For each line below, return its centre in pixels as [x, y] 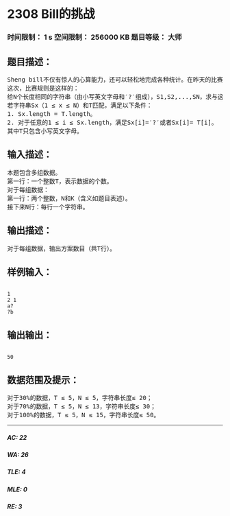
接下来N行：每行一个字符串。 [48, 207]
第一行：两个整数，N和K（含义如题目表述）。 [69, 198]
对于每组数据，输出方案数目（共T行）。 [62, 248]
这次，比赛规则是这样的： [43, 88]
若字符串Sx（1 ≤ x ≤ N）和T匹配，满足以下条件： [80, 105]
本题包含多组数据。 [34, 173]
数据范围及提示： [43, 380]
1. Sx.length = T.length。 [52, 114]
